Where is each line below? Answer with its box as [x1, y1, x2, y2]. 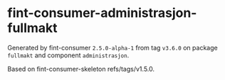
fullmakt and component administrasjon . [7, 51, 130, 59]
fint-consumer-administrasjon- [7, 5, 197, 21]
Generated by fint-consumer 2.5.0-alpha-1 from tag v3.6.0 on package [7, 43, 219, 52]
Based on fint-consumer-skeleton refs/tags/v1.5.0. [7, 64, 155, 73]
